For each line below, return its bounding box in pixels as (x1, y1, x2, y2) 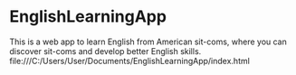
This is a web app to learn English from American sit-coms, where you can (9, 36, 288, 47)
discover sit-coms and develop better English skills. (9, 45, 202, 56)
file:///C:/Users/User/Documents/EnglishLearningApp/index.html (9, 55, 251, 66)
